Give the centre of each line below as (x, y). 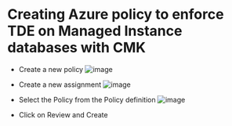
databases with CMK (77, 48)
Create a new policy (51, 69)
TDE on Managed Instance (95, 31)
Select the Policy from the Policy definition (87, 99)
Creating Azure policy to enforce (116, 14)
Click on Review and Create (63, 114)
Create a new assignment (60, 85)
